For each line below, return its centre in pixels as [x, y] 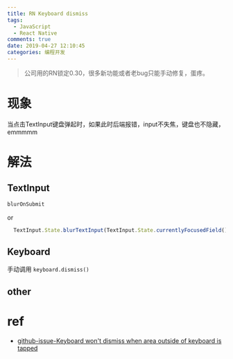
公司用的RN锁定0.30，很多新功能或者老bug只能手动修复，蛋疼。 [116, 73]
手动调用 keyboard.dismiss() [48, 269]
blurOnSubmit [26, 204]
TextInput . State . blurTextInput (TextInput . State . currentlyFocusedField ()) [122, 230]
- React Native [35, 33]
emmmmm [23, 132]
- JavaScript [32, 26]
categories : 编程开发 [36, 53]
